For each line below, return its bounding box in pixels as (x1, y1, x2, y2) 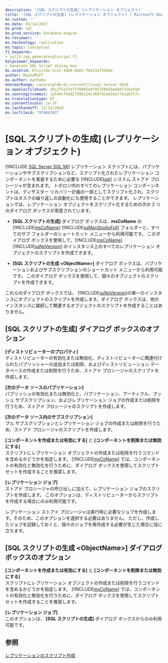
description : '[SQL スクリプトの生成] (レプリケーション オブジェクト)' (5, 7, 143, 13)
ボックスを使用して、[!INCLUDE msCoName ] (31, 237, 122, 243)
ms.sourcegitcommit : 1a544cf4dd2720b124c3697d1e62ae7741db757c (5, 91, 140, 97)
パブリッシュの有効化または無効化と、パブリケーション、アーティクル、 (5, 391, 153, 397)
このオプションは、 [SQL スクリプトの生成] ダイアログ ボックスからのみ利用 (5, 616, 162, 622)
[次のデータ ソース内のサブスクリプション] (5, 414, 93, 420)
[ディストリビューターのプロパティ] (5, 348, 78, 354)
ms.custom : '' (5, 17, 35, 22)
